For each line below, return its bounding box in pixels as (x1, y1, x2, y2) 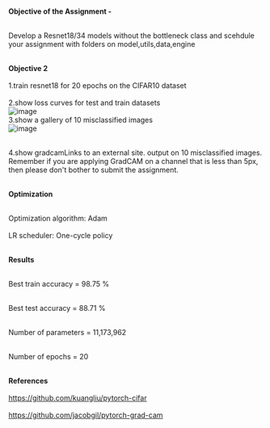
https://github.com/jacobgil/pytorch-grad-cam (8, 410, 163, 420)
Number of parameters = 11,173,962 (8, 328, 127, 337)
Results (8, 255, 35, 264)
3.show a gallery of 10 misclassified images (8, 115, 154, 124)
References (8, 376, 49, 385)
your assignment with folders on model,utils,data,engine (8, 40, 196, 48)
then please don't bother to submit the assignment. (8, 165, 179, 174)
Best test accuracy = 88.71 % (8, 304, 106, 313)
